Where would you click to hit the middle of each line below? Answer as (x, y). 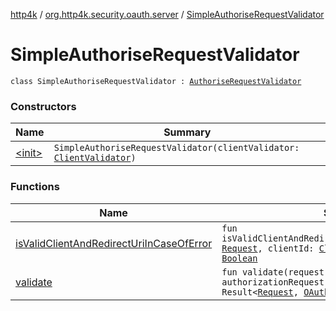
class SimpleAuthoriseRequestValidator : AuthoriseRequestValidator (156, 81)
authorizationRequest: (275, 282)
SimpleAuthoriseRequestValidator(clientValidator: (176, 148)
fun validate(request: (275, 272)
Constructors (43, 106)
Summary (187, 132)
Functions (35, 187)
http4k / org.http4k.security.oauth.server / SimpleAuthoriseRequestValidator (167, 14)
